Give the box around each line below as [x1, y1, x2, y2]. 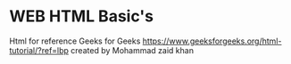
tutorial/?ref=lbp [9, 44, 70, 55]
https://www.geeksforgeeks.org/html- [142, 36, 282, 46]
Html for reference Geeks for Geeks [9, 36, 141, 46]
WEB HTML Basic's [9, 6, 154, 27]
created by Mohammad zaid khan [71, 44, 195, 55]
